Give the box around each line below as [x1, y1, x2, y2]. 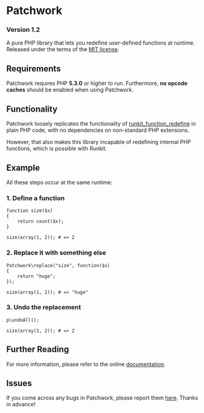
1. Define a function [6, 193, 65, 202]
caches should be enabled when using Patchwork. [6, 86, 134, 93]
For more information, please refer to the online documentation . [6, 361, 166, 368]
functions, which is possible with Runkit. [6, 145, 107, 153]
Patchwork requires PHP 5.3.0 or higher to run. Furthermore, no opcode [6, 80, 188, 87]
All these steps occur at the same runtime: [6, 178, 113, 186]
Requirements [6, 63, 61, 74]
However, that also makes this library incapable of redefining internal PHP [6, 138, 191, 146]
